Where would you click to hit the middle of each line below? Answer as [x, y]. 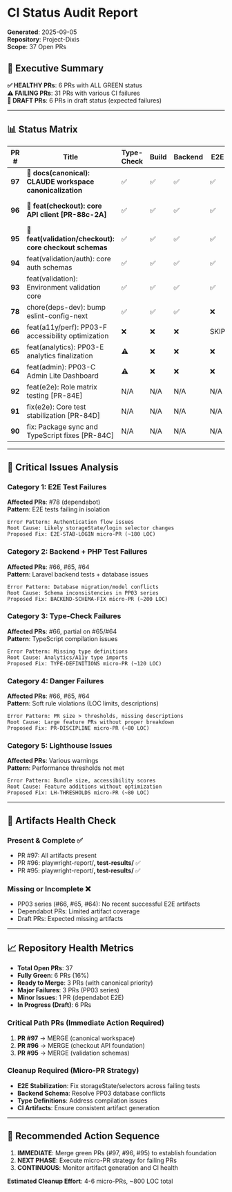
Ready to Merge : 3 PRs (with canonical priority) [85, 983]
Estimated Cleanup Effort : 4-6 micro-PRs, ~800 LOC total [90, 1181]
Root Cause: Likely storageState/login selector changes [91, 528]
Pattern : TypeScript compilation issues [62, 638]
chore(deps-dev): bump [66, 307]
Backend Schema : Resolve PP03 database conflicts [91, 1093]
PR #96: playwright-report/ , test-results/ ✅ [79, 863]
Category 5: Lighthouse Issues [60, 746]
